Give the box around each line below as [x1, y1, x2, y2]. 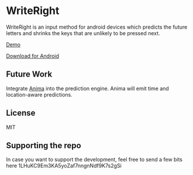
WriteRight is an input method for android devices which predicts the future [6, 23, 188, 30]
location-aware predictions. [6, 91, 73, 98]
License [6, 108, 36, 118]
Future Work [6, 69, 53, 80]
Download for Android [6, 52, 60, 59]
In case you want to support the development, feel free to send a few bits [6, 156, 183, 163]
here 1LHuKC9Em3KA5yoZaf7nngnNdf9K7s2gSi [6, 162, 122, 169]
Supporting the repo [6, 140, 81, 150]
